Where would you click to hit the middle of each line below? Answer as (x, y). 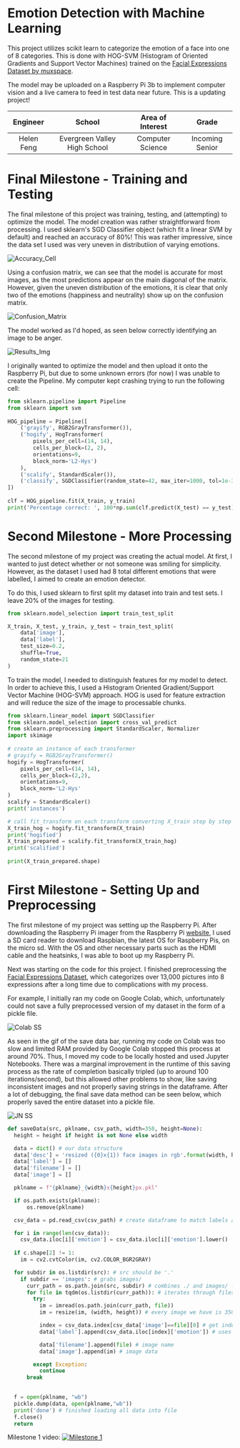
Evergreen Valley (88, 139)
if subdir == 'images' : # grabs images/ (81, 1279)
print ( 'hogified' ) (35, 835)
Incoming (207, 139)
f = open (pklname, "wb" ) (51, 1397)
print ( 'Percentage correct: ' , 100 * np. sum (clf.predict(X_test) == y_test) (121, 508)
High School (87, 147)
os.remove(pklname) (55, 1207)
